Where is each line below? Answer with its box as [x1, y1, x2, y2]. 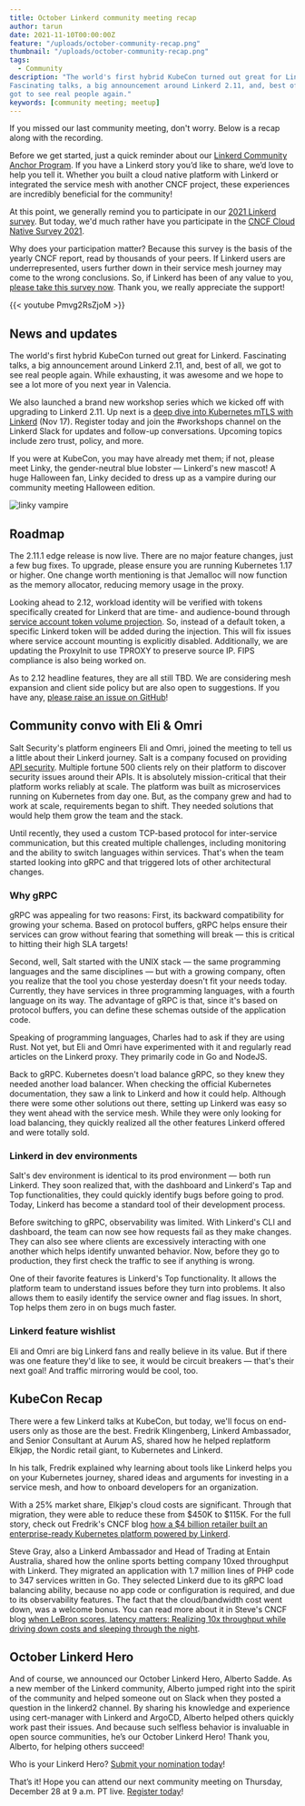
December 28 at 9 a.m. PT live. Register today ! [9, 1786, 184, 1797]
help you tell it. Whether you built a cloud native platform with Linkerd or [9, 169, 279, 180]
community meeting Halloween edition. [9, 482, 156, 493]
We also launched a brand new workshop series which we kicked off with [9, 397, 284, 408]
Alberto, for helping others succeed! [9, 1741, 145, 1752]
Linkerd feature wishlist [9, 1325, 116, 1337]
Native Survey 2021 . [9, 226, 84, 237]
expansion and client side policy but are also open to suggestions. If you [9, 682, 280, 692]
